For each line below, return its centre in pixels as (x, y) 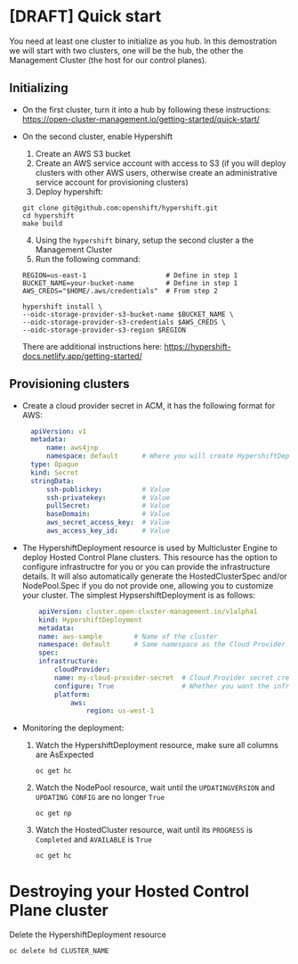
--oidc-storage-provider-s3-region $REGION (104, 330)
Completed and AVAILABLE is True (94, 839)
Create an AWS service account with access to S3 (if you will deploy (161, 163)
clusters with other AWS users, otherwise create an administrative (156, 172)
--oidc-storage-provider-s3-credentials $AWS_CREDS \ (124, 322)
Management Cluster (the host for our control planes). (108, 60)
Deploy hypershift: (69, 191)
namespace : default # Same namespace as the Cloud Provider (162, 645)
